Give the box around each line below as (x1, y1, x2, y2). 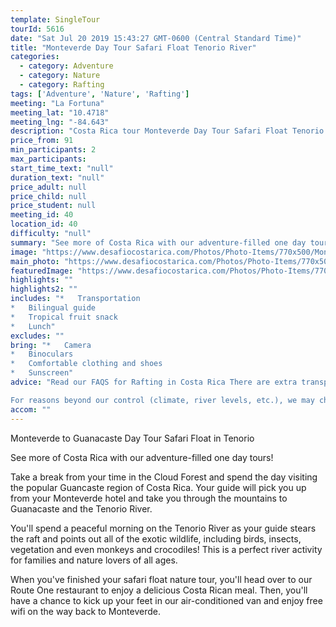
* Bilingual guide (10, 303, 97, 313)
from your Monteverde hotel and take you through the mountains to (10, 492, 288, 504)
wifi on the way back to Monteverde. (10, 605, 162, 617)
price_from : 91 (10, 136, 74, 146)
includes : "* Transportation (10, 294, 141, 304)
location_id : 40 (10, 219, 78, 230)
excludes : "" (10, 331, 65, 341)
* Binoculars (10, 349, 74, 360)
